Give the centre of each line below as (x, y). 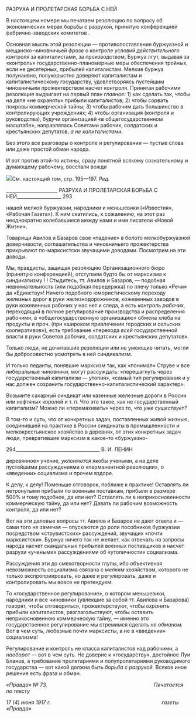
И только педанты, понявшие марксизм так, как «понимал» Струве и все (98, 365)
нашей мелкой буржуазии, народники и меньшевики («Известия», (90, 208)
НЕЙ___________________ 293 (39, 196)
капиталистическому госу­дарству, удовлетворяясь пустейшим (85, 82)
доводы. (17, 256)
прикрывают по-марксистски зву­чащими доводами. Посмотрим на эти (96, 250)
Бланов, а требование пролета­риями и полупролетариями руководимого (98, 661)
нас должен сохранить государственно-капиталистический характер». (96, 384)
